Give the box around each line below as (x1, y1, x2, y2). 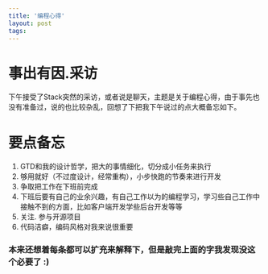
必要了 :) (16, 256, 50, 268)
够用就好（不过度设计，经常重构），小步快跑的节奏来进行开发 (19, 172, 221, 181)
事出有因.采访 (8, 64, 98, 82)
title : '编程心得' (8, 11, 66, 20)
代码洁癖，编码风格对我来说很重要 (19, 222, 134, 232)
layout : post (8, 19, 52, 27)
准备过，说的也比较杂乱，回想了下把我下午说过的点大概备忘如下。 (22, 102, 241, 112)
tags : (8, 27, 27, 35)
